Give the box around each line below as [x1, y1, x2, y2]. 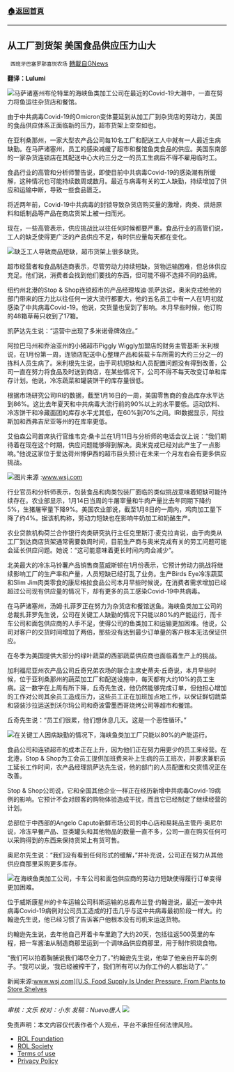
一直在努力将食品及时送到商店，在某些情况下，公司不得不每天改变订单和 [13, 368, 221, 376]
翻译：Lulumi [7, 75, 46, 83]
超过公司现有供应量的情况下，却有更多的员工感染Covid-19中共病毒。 [7, 587, 204, 596]
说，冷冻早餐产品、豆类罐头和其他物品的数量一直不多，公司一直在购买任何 [7, 828, 221, 836]
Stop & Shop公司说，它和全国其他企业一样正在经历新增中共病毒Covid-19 [7, 786, 215, 795]
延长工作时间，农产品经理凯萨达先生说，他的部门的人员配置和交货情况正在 [13, 763, 227, 771]
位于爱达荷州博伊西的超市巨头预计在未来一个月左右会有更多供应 [43, 449, 227, 458]
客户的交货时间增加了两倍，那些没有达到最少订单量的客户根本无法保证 [19, 628, 221, 637]
